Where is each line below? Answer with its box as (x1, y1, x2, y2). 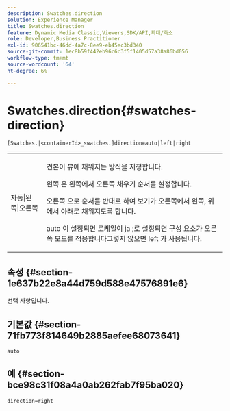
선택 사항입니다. (7, 297, 50, 305)
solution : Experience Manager (7, 16, 94, 23)
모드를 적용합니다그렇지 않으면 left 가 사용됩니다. (54, 234, 202, 244)
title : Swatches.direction (7, 23, 84, 29)
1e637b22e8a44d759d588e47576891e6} (7, 277, 188, 289)
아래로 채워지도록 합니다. (60, 207, 136, 216)
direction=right (7, 397, 53, 404)
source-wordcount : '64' (7, 61, 75, 68)
